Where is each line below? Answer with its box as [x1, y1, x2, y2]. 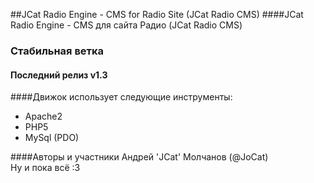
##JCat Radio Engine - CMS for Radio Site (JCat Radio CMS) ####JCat [10, 9, 304, 20]
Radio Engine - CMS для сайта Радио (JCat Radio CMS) [10, 19, 243, 31]
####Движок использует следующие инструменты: [10, 91, 233, 103]
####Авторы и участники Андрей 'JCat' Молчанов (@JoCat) [10, 151, 269, 163]
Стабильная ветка [10, 44, 105, 58]
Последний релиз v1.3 [10, 69, 108, 81]
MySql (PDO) [24, 132, 80, 144]
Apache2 [24, 110, 63, 123]
